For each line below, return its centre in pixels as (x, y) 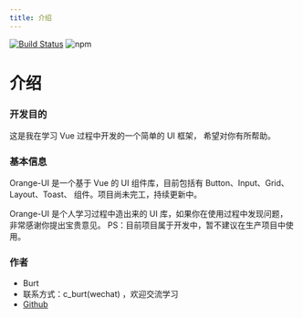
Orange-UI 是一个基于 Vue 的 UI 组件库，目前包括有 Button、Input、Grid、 (149, 183)
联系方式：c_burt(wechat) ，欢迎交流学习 (100, 293)
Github (35, 304)
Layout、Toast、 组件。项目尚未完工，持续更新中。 (106, 195)
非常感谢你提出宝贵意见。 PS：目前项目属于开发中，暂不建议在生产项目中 (147, 225)
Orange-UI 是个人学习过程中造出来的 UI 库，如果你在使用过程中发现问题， (149, 214)
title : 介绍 (31, 18)
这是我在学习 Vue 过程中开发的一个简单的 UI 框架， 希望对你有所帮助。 (142, 136)
